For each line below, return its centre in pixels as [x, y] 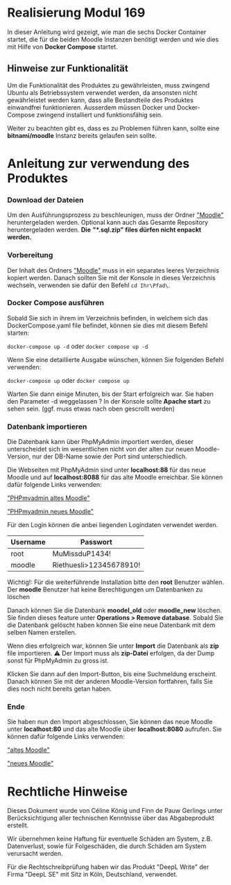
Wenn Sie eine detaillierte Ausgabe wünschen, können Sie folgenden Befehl [115, 359]
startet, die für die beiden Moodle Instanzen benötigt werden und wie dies [113, 39]
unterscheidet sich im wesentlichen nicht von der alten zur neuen [101, 449]
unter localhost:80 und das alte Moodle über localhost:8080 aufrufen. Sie [114, 729]
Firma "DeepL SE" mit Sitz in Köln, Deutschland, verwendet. [93, 875]
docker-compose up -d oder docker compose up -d [78, 346]
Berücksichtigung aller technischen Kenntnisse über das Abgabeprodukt [111, 818]
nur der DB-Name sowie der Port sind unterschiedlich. [110, 456]
